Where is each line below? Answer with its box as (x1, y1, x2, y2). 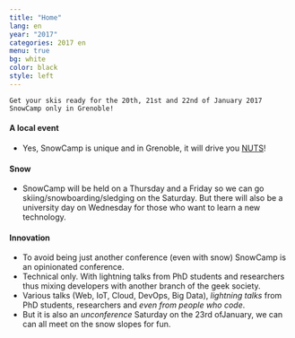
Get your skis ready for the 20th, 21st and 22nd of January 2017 (9, 96, 263, 105)
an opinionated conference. (22, 262, 125, 273)
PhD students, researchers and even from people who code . (22, 299, 246, 310)
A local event (9, 123, 60, 134)
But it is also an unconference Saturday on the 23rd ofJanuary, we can (22, 309, 283, 320)
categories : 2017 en (9, 38, 87, 48)
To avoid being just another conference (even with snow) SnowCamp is (22, 252, 287, 263)
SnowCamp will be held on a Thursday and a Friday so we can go (22, 183, 265, 194)
